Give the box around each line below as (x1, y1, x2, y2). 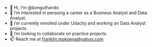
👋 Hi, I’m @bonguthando (9, 5, 59, 10)
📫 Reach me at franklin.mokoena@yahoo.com (9, 36, 104, 42)
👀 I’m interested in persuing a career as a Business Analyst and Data (9, 10, 148, 16)
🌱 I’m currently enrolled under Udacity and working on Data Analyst (9, 20, 146, 26)
